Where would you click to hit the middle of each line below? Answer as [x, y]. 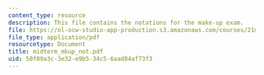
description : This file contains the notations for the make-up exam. [126, 23]
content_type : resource [47, 15]
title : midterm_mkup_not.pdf [56, 52]
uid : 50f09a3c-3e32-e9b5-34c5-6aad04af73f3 [81, 59]
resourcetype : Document [47, 45]
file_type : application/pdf [54, 37]
